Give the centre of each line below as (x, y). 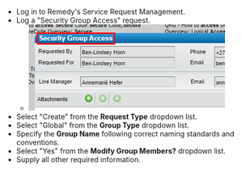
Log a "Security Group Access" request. (83, 20)
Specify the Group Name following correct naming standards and (125, 134)
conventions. (38, 142)
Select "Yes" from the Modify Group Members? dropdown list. (121, 151)
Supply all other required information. (78, 159)
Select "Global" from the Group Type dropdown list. (103, 125)
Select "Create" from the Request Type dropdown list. (106, 117)
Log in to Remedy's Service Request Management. (101, 12)
